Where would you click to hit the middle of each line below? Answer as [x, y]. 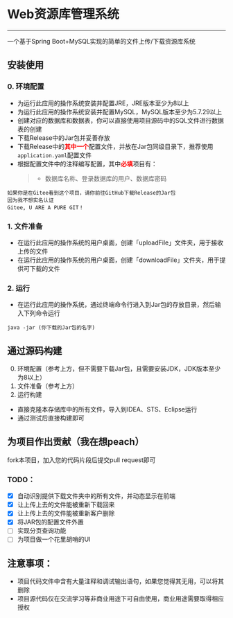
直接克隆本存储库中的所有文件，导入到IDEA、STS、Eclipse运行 [107, 409]
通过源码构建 [35, 351]
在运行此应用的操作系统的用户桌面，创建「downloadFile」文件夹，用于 [118, 260]
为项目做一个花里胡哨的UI [54, 539]
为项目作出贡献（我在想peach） [76, 442]
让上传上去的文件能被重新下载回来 [66, 505]
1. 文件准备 [25, 226]
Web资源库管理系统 [63, 14]
